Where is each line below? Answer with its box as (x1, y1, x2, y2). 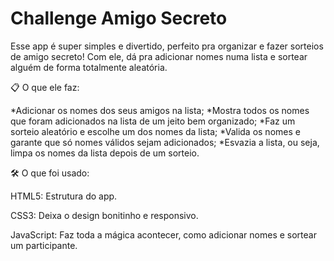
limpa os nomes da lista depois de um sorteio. (10, 147, 200, 159)
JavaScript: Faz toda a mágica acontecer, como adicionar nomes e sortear (10, 228, 317, 241)
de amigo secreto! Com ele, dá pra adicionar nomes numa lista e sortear (10, 50, 308, 62)
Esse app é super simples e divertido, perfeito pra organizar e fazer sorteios (10, 40, 324, 52)
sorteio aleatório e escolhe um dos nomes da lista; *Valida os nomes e (10, 125, 301, 137)
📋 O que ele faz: (10, 81, 80, 93)
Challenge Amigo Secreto (10, 7, 228, 30)
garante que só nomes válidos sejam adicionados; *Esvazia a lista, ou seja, (10, 136, 320, 148)
